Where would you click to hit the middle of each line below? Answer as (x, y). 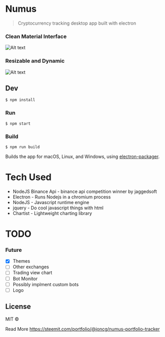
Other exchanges (31, 267)
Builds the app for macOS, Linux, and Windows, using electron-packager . (82, 156)
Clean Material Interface (36, 36)
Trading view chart (32, 273)
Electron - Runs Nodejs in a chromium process (62, 197)
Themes (21, 261)
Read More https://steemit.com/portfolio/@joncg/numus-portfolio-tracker (82, 329)
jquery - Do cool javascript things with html (58, 208)
